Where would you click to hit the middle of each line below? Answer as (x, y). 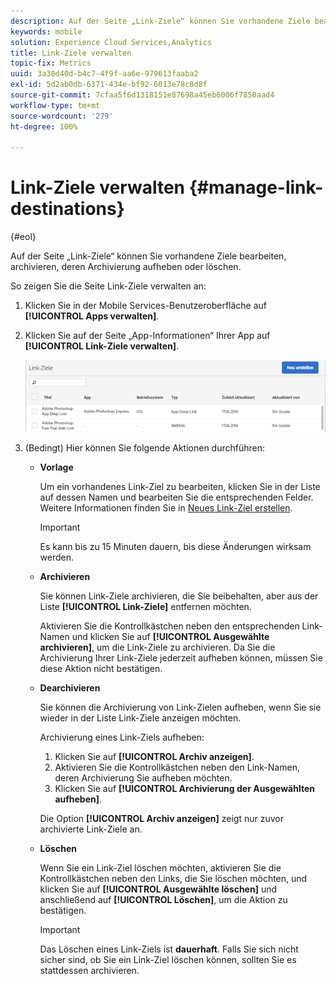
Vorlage (56, 467)
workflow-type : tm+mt (55, 105)
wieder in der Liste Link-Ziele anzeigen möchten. (140, 717)
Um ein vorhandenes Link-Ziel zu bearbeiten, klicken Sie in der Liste (180, 486)
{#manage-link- (256, 187)
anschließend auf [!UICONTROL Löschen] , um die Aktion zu (163, 899)
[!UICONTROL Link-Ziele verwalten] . (102, 346)
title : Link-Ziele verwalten (71, 53)
